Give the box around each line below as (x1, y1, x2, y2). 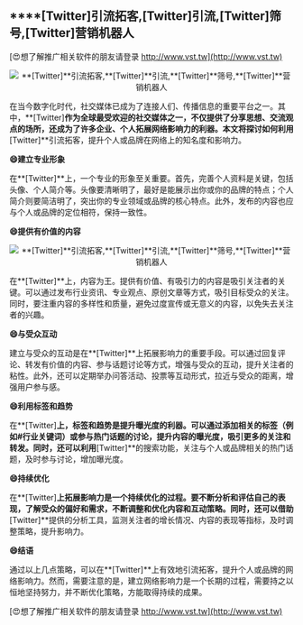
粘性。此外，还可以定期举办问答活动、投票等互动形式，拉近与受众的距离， (9, 370, 286, 381)
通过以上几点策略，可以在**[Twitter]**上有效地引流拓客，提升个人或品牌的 (9, 564, 286, 574)
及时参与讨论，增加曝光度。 (24, 454, 128, 464)
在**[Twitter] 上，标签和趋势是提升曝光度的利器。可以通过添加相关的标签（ (9, 419, 286, 430)
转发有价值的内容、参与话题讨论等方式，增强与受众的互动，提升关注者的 (24, 359, 294, 370)
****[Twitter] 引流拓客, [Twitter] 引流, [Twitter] (9, 8, 270, 24)
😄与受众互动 (9, 328, 58, 339)
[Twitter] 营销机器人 (25, 25, 135, 41)
